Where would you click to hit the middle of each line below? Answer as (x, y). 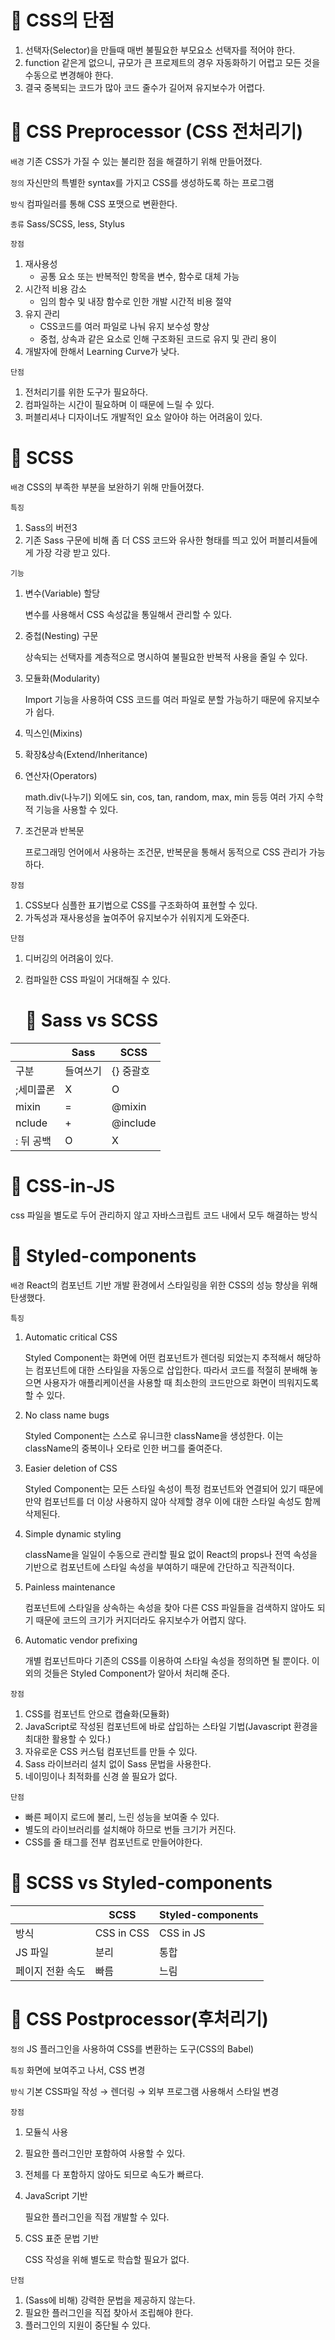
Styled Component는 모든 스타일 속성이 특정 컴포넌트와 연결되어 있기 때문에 (174, 1488)
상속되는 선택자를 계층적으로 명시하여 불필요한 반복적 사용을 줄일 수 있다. (166, 657)
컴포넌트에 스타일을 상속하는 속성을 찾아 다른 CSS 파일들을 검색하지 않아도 (169, 1607)
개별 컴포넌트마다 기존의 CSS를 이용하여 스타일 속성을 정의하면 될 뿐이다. (167, 1660)
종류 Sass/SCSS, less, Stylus (67, 223)
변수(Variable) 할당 (62, 593)
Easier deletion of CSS (71, 1468)
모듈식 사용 (46, 2132)
